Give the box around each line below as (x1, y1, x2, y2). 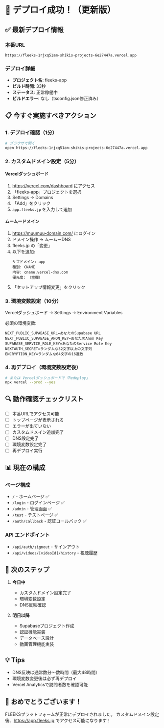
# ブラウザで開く (5, 141, 35, 146)
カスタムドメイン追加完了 (12, 429, 64, 435)
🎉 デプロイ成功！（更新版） (5, 4, 116, 16)
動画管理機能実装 (19, 641, 54, 647)
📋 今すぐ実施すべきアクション (5, 111, 96, 120)
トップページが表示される (12, 417, 64, 423)
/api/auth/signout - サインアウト (12, 544, 80, 550)
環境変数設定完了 (12, 442, 47, 448)
